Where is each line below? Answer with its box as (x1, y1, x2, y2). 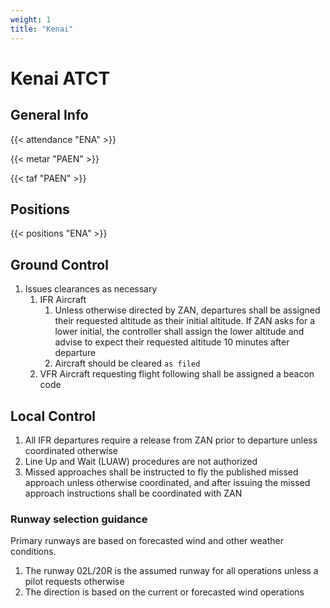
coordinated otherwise (24, 444, 119, 456)
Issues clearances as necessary (24, 283, 158, 295)
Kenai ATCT (10, 67, 111, 90)
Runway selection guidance (10, 512, 148, 526)
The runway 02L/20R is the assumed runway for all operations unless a (24, 565, 319, 577)
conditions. (10, 546, 57, 558)
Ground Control (10, 256, 109, 273)
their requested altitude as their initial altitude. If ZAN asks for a (54, 315, 316, 327)
